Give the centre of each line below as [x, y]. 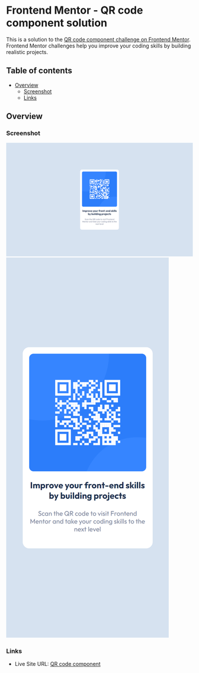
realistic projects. [27, 52]
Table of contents [39, 71]
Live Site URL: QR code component [57, 663]
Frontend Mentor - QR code [75, 10]
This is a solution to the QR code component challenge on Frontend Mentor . [98, 39]
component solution [57, 23]
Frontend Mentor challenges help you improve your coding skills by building [99, 46]
